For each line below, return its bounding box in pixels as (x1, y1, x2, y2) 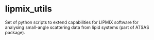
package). (5, 29, 25, 35)
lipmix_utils (5, 3, 52, 14)
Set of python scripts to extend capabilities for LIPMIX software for (5, 19, 139, 25)
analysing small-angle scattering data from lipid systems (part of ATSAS (5, 24, 150, 30)
